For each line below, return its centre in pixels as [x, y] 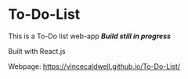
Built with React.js [37, 51]
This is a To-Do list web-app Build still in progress [89, 36]
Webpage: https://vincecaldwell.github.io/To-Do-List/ [94, 66]
